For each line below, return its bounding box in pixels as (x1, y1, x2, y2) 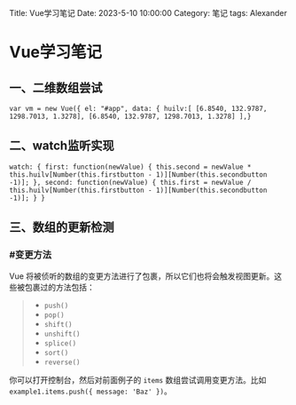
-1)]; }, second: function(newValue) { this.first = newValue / (9, 178, 252, 187)
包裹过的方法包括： (24, 282, 95, 292)
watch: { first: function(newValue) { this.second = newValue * (9, 163, 252, 171)
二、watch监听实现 (9, 139, 114, 154)
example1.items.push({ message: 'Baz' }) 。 (9, 385, 173, 396)
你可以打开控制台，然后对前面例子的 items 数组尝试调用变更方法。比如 (9, 374, 267, 385)
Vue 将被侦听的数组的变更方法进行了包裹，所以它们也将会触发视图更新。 (9, 270, 275, 282)
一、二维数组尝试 (9, 80, 103, 95)
